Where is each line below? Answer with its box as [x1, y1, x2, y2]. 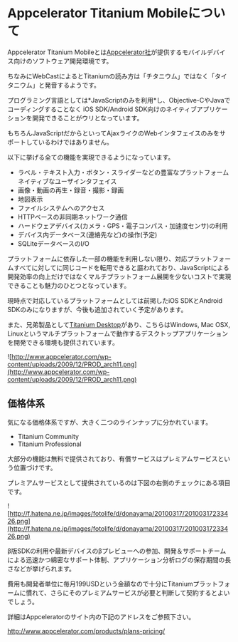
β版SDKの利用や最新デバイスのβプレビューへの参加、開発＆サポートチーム [7, 547, 227, 555]
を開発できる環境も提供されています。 [7, 338, 119, 346]
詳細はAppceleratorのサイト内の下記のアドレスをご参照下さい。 [7, 612, 195, 621]
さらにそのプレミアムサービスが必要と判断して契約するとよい [50, 588, 230, 597]
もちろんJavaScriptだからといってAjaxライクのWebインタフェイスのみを [7, 128, 220, 138]
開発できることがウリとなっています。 [31, 113, 144, 122]
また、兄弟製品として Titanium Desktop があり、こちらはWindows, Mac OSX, [7, 320, 231, 328]
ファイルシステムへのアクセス [17, 203, 105, 212]
